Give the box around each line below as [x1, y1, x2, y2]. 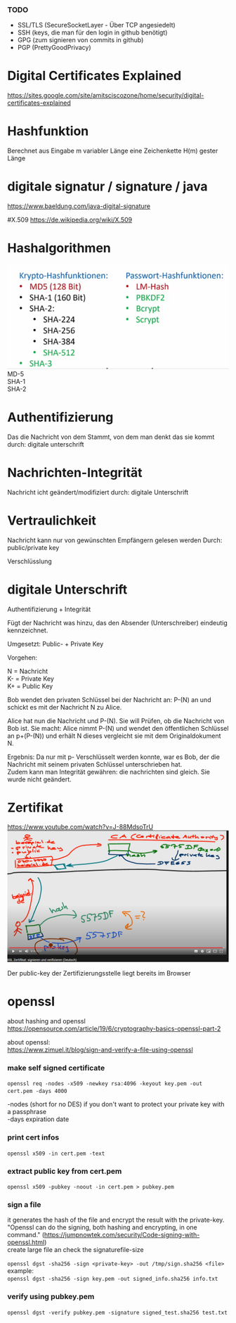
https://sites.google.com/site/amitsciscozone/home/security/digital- [7, 91, 204, 100]
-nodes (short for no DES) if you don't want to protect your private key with [7, 1100, 225, 1108]
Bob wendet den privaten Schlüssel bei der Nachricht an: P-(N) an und [7, 695, 211, 704]
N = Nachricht [7, 667, 48, 675]
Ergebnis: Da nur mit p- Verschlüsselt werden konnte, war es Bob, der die [7, 753, 220, 761]
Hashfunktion [7, 123, 89, 139]
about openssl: [7, 1038, 51, 1047]
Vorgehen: [7, 653, 37, 662]
